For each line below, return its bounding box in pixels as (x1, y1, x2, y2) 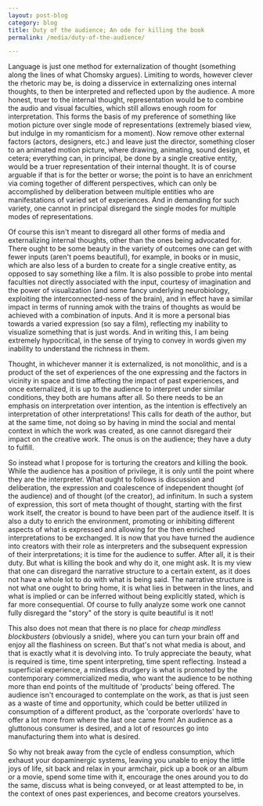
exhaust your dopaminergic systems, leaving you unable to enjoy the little (8, 756, 245, 765)
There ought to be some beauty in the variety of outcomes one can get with (8, 244, 253, 254)
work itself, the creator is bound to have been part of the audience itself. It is (8, 508, 254, 518)
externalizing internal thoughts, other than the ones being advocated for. (8, 236, 242, 245)
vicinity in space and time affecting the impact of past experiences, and (8, 376, 240, 386)
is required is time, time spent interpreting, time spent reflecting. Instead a (8, 657, 247, 666)
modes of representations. (8, 212, 94, 222)
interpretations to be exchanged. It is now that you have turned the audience (8, 533, 255, 543)
